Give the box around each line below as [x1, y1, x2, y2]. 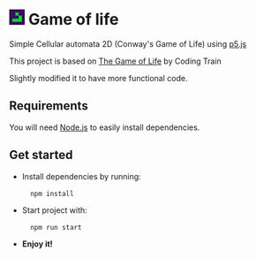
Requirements [9, 98, 88, 114]
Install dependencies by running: [21, 171, 141, 181]
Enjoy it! [21, 239, 53, 249]
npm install [30, 189, 74, 198]
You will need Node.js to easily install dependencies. [9, 122, 200, 133]
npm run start [30, 223, 82, 231]
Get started [9, 148, 73, 163]
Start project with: [21, 204, 88, 216]
